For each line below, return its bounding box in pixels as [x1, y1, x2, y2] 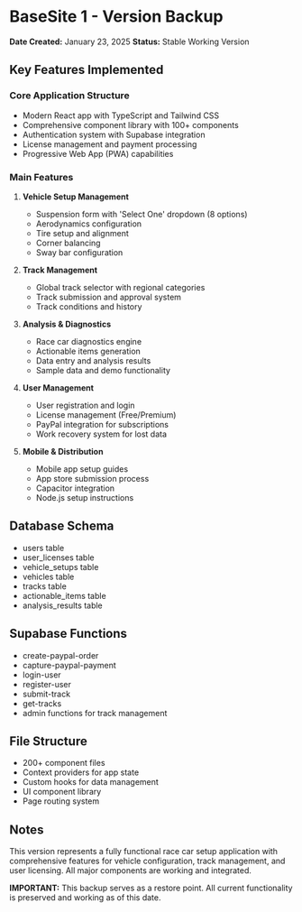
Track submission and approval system [35, 291, 182, 302]
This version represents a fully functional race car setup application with [9, 846, 278, 857]
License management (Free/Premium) [35, 409, 177, 420]
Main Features [9, 170, 74, 183]
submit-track [22, 688, 70, 699]
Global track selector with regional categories [35, 281, 206, 292]
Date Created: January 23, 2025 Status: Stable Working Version [9, 36, 250, 47]
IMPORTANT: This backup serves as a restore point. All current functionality [9, 882, 293, 894]
